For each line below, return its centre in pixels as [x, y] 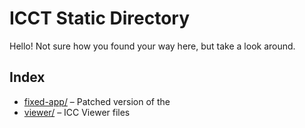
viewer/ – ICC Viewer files [77, 112]
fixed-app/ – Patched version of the [97, 101]
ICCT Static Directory [100, 18]
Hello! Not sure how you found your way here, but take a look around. [152, 46]
